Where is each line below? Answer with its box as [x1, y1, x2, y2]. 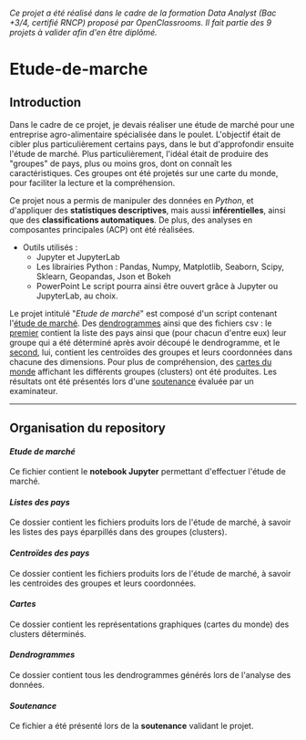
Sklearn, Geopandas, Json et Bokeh [36, 270, 171, 282]
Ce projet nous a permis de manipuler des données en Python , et [9, 194, 254, 205]
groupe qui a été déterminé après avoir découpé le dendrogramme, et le [9, 337, 280, 348]
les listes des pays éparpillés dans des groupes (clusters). [9, 526, 228, 537]
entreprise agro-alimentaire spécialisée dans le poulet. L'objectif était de [9, 129, 281, 140]
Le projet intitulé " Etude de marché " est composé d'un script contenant [9, 307, 278, 318]
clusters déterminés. [9, 628, 87, 639]
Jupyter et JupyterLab [36, 251, 120, 262]
